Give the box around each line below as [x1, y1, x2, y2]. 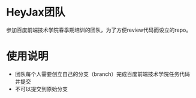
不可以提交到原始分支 [14, 85, 68, 93]
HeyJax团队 [6, 5, 66, 19]
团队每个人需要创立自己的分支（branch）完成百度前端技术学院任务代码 [14, 70, 191, 78]
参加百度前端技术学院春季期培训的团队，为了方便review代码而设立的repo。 [6, 26, 192, 33]
